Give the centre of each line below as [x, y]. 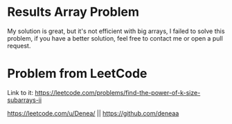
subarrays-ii [25, 100]
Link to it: [20, 92]
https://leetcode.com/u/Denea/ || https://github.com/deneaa [93, 113]
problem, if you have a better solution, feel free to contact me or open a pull [115, 38]
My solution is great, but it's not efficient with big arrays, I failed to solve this [116, 31]
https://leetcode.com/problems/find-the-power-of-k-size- [117, 92]
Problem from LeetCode [77, 74]
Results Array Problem [73, 12]
